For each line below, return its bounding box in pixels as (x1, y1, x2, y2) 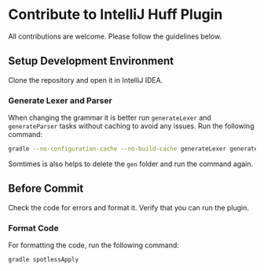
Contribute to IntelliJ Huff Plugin (8, 6, 223, 24)
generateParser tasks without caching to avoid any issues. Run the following (8, 121, 255, 131)
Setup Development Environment (8, 54, 174, 68)
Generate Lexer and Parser (8, 95, 112, 106)
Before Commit (8, 182, 84, 195)
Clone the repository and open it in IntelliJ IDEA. (8, 75, 163, 84)
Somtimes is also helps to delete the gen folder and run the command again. (8, 159, 254, 169)
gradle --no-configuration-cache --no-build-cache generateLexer (8, 145, 226, 153)
